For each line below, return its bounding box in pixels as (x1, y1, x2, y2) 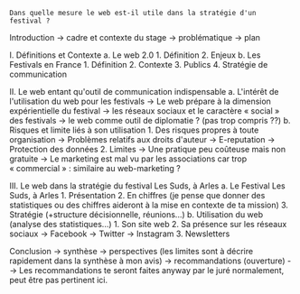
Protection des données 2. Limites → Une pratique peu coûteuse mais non (9, 144, 286, 154)
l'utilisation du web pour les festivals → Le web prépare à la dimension (9, 96, 271, 106)
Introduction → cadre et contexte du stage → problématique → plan (9, 32, 260, 42)
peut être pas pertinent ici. (9, 275, 108, 285)
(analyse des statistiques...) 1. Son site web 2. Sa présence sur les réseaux (9, 219, 287, 229)
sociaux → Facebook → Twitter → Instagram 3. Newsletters (9, 228, 230, 239)
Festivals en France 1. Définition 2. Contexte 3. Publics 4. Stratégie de (9, 60, 268, 69)
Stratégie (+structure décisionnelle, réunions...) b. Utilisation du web (9, 209, 264, 220)
